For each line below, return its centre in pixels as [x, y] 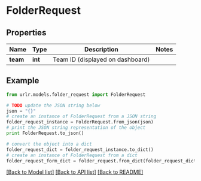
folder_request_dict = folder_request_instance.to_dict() [80, 150]
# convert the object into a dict [49, 144]
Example [23, 81]
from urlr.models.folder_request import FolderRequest [76, 94]
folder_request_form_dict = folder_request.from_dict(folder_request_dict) [103, 161]
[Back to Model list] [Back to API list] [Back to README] [75, 172]
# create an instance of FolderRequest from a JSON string [81, 117]
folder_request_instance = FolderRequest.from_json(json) [80, 122]
